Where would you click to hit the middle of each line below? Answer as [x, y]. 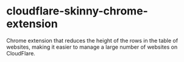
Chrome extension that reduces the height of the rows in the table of [92, 40]
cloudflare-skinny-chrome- [77, 11]
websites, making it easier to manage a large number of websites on [92, 47]
